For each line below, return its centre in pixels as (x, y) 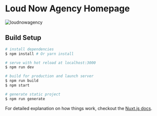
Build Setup (23, 38)
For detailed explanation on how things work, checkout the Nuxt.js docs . (79, 108)
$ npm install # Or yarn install (39, 54)
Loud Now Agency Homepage (67, 9)
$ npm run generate (25, 99)
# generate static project (33, 94)
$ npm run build (22, 81)
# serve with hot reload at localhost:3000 (51, 63)
